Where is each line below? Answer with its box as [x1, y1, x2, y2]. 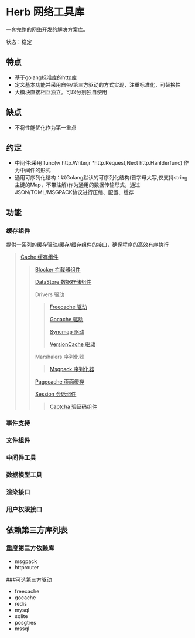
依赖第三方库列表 [6, 525, 68, 535]
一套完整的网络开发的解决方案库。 [6, 26, 88, 33]
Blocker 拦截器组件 [35, 266, 81, 273]
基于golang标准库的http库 [14, 74, 77, 81]
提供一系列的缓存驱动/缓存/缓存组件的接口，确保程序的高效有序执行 [6, 241, 169, 248]
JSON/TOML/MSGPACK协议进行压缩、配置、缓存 [14, 189, 134, 196]
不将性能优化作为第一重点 [14, 124, 77, 131]
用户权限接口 [6, 505, 43, 513]
